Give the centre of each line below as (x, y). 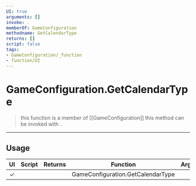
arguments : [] (23, 17)
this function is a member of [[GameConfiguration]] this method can (102, 118)
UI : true (17, 11)
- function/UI (23, 60)
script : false (23, 44)
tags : (13, 50)
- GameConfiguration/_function (44, 55)
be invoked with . (41, 124)
